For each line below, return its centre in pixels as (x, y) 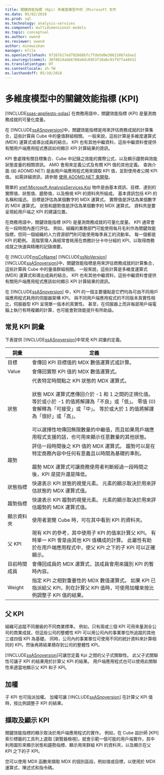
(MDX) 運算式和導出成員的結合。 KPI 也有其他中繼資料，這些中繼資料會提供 (81, 275)
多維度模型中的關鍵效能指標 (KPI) (72, 99)
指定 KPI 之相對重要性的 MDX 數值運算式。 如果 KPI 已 (94, 581)
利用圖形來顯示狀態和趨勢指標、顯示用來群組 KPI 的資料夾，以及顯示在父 (78, 745)
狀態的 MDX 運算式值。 (63, 491)
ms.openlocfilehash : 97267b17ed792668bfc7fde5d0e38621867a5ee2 (71, 55)
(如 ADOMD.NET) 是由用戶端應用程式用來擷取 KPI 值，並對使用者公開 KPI (84, 171)
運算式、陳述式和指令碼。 (31, 768)
